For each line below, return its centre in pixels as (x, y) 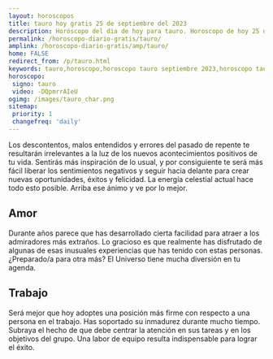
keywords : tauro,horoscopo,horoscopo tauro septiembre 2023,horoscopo (130, 69)
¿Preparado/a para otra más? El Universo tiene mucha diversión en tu (125, 259)
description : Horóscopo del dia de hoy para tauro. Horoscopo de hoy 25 (134, 31)
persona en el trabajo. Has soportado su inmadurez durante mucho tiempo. (134, 321)
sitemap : (23, 106)
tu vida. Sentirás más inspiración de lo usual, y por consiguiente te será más (136, 162)
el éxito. (22, 347)
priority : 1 (32, 115)
